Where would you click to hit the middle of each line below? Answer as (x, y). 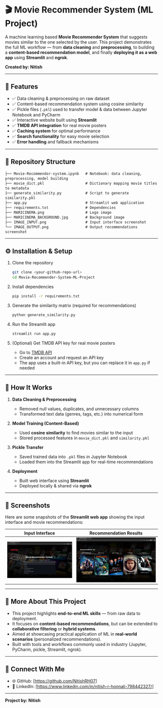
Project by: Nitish (23, 700)
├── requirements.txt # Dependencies (61, 208)
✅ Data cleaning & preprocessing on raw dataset (61, 98)
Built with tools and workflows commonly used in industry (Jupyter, (79, 644)
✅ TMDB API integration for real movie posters (59, 125)
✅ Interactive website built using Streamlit (54, 120)
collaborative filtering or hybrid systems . (54, 628)
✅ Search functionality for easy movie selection (61, 136)
